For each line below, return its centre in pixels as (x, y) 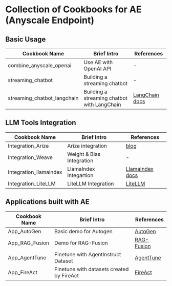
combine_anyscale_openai (40, 65)
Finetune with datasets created (92, 269)
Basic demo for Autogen (83, 231)
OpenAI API (98, 69)
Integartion (80, 175)
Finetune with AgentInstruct (88, 254)
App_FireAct (23, 272)
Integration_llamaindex (35, 172)
